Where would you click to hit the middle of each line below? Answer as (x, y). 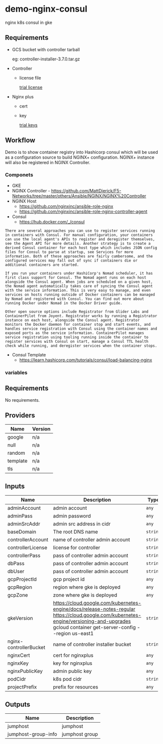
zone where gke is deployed (85, 595)
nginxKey (18, 663)
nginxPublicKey (25, 671)
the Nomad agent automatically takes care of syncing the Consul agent (79, 286)
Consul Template (29, 354)
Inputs (15, 486)
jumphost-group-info (32, 734)
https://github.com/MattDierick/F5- (86, 190)
